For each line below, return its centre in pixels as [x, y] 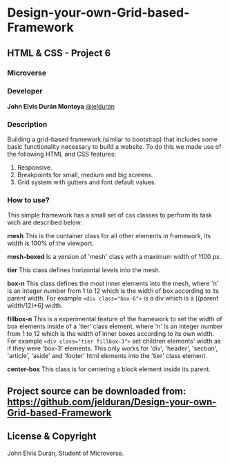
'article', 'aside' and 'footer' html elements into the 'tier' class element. [107, 356]
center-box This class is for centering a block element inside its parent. [109, 369]
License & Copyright [52, 437]
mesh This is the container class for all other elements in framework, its [109, 236]
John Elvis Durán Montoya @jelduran [61, 106]
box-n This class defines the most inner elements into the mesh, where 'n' [113, 284]
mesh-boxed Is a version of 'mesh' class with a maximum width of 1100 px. [114, 257]
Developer [25, 91]
